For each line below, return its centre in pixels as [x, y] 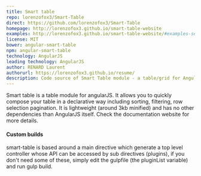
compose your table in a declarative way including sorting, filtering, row [95, 101]
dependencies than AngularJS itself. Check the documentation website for [98, 115]
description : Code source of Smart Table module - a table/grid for [93, 78]
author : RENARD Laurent [36, 67]
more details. [22, 121]
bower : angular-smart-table [41, 45]
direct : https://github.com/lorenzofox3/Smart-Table [73, 23]
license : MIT [22, 39]
